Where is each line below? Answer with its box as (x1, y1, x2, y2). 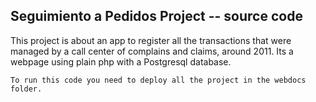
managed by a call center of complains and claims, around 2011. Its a (10, 45, 294, 57)
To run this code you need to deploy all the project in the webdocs (10, 75, 307, 85)
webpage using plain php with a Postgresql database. (10, 55, 232, 68)
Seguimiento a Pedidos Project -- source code (10, 8, 303, 25)
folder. (10, 84, 43, 94)
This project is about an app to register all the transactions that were (10, 34, 292, 46)
